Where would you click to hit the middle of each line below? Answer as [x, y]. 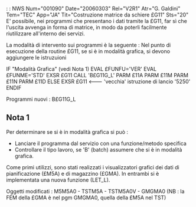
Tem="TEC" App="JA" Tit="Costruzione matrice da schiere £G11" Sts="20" [97, 15]
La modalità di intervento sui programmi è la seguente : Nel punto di [89, 45]
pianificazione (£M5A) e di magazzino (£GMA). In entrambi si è [83, 173]
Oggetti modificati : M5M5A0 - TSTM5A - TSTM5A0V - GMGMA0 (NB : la [95, 191]
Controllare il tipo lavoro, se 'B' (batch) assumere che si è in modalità [98, 149]
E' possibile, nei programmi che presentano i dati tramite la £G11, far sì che [97, 21]
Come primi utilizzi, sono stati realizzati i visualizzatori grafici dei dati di [93, 167]
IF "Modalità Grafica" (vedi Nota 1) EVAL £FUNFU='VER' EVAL [81, 69]
